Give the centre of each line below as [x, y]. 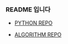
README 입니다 [28, 9]
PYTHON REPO [33, 23]
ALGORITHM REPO [38, 35]
